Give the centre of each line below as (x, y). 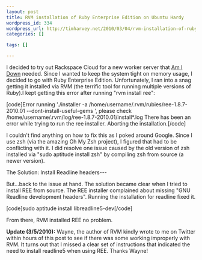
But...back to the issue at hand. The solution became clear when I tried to (97, 184)
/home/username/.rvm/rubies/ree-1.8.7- (138, 104)
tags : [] (17, 45)
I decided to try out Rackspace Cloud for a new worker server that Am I (94, 67)
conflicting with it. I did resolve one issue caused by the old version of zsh (98, 148)
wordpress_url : (25, 29)
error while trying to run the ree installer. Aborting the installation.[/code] (96, 123)
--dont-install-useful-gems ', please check (79, 111)
